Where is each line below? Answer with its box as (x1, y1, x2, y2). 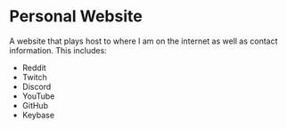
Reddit (21, 62, 46, 73)
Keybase (21, 109, 55, 120)
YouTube (21, 91, 55, 101)
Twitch (21, 71, 47, 82)
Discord (21, 81, 52, 92)
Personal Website (9, 6, 143, 27)
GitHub (21, 100, 49, 110)
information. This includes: (9, 44, 107, 55)
